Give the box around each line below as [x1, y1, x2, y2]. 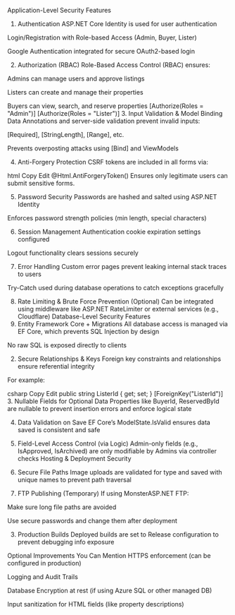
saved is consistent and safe [17, 426, 101, 434]
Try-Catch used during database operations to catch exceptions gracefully [7, 284, 224, 292]
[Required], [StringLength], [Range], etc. [7, 131, 125, 138]
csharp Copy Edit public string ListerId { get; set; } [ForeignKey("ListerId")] [7, 390, 224, 398]
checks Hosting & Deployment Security [17, 455, 132, 462]
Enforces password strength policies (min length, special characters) [7, 214, 207, 222]
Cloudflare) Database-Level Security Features [17, 312, 151, 321]
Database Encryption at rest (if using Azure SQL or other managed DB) [7, 586, 212, 595]
